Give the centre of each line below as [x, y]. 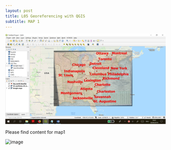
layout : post [19, 11]
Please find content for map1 [35, 132]
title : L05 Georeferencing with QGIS [45, 16]
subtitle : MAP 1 [22, 21]
